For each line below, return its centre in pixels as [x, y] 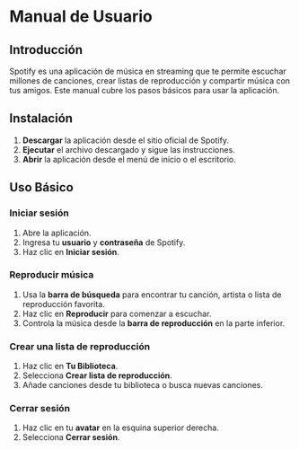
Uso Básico [41, 187]
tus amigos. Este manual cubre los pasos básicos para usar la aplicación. [145, 90]
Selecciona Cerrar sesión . [71, 437]
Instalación [41, 119]
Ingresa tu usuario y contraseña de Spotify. [104, 242]
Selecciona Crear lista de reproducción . [97, 375]
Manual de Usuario [81, 17]
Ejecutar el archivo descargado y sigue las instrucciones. [128, 149]
